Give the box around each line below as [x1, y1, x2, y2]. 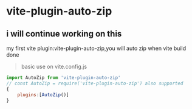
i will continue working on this [6, 29, 122, 39]
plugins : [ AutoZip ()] [17, 91, 69, 98]
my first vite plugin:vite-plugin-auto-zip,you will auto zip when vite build [6, 44, 187, 52]
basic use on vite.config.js [21, 63, 87, 70]
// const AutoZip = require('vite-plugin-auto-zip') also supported [6, 80, 183, 86]
